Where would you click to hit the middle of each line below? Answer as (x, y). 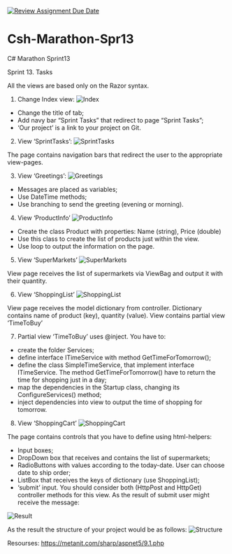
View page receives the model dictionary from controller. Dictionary (105, 307)
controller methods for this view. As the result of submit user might (113, 494)
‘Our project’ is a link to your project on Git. (79, 127)
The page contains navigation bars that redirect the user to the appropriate (115, 155)
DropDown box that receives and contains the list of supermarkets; (114, 457)
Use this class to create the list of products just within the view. (108, 239)
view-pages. (25, 162)
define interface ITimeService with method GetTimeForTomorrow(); (114, 357)
